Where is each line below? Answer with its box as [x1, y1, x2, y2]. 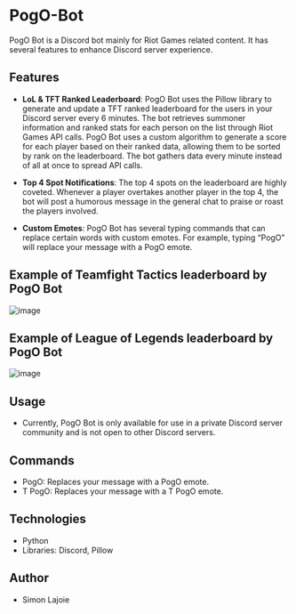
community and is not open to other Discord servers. [21, 427, 216, 438]
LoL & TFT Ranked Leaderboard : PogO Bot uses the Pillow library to [21, 93, 273, 104]
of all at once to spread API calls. [21, 159, 143, 170]
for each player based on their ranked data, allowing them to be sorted [21, 141, 281, 151]
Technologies [9, 512, 87, 527]
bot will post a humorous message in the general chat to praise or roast [21, 196, 284, 206]
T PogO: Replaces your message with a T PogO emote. [21, 486, 224, 497]
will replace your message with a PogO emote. [21, 241, 193, 252]
